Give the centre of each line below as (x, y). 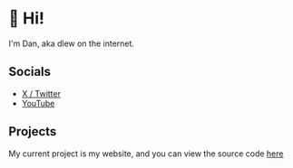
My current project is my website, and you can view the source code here (146, 154)
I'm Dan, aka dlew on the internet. (72, 43)
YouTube (38, 103)
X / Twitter (41, 93)
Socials (30, 72)
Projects (33, 131)
